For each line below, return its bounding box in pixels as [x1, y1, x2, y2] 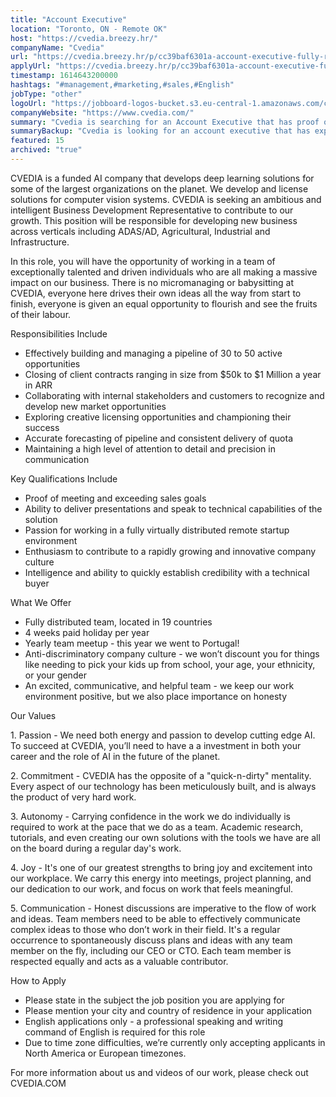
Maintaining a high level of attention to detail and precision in [24, 442, 276, 455]
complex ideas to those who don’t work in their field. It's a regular [10, 923, 281, 935]
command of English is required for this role [24, 1026, 206, 1038]
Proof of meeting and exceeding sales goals [24, 492, 207, 504]
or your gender [24, 669, 87, 681]
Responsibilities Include [10, 327, 108, 340]
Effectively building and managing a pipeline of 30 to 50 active [24, 347, 283, 359]
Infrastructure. [10, 236, 70, 248]
